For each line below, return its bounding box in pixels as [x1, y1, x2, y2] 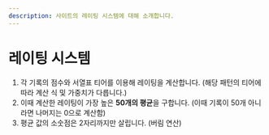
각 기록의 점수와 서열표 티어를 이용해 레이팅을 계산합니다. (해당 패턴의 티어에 [20, 78, 262, 87]
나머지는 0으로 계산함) [35, 108, 106, 117]
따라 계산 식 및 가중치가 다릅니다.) [20, 87, 128, 97]
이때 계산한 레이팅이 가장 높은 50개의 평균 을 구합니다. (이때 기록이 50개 [20, 98, 246, 108]
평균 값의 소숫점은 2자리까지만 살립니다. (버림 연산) [20, 118, 182, 128]
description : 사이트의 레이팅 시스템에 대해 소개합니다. [8, 11, 175, 20]
